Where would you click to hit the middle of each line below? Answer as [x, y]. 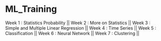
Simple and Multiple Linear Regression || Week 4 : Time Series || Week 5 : [81, 28]
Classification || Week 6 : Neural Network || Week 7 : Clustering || [72, 33]
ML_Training [31, 9]
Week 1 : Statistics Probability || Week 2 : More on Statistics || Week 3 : [78, 23]
